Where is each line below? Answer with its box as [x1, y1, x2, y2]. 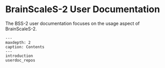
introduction [5, 53, 33, 58]
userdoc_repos [5, 57, 36, 63]
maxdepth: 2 [5, 40, 31, 45]
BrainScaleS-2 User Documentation [5, 4, 160, 15]
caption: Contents [5, 44, 45, 49]
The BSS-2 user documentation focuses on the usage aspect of [5, 20, 140, 26]
